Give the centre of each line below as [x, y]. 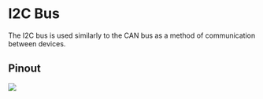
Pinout [25, 69]
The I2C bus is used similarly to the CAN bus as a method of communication [132, 35]
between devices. [37, 43]
